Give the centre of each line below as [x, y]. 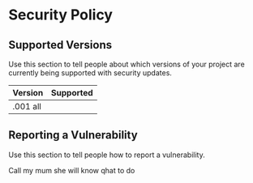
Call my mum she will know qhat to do [72, 170]
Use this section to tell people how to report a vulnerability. [107, 155]
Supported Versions [60, 45]
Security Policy [61, 15]
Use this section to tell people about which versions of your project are [126, 64]
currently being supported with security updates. [90, 73]
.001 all [27, 106]
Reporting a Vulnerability [73, 135]
